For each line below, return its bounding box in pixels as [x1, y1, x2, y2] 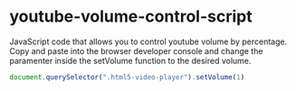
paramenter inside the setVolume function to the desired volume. [9, 55, 252, 66]
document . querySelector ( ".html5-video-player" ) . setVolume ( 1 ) [9, 72, 245, 82]
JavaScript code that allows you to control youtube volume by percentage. [9, 36, 288, 47]
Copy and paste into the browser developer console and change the [9, 45, 263, 56]
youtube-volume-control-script [9, 6, 253, 27]
